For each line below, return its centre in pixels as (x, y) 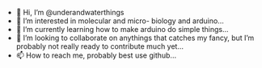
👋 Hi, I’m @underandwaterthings (70, 12)
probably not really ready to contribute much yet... (100, 46)
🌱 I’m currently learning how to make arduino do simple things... (122, 29)
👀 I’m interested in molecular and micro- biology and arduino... (120, 21)
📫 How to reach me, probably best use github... (96, 55)
